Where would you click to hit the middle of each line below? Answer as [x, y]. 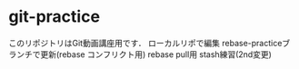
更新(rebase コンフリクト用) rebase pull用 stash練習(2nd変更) [155, 54]
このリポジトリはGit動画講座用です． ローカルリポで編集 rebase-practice [145, 43]
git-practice [55, 17]
